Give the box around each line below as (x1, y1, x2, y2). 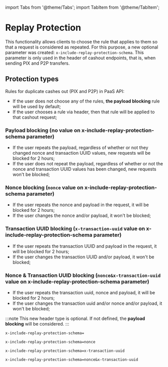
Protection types (5, 75, 59, 83)
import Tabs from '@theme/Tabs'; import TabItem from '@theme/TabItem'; (5, 5, 160, 10)
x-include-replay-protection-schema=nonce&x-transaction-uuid (5, 357, 138, 362)
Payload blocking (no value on (5, 126, 80, 133)
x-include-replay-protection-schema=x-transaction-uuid (5, 348, 125, 353)
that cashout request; (12, 114, 57, 120)
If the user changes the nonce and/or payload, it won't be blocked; (12, 212, 151, 219)
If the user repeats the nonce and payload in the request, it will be (12, 202, 149, 208)
